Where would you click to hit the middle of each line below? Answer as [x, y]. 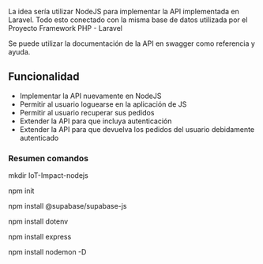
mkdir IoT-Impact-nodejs [48, 175]
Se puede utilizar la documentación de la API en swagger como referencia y [131, 43]
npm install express [40, 237]
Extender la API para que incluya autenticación [96, 121]
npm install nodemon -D [47, 252]
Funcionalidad [44, 77]
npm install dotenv [38, 221]
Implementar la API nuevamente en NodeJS [90, 96]
